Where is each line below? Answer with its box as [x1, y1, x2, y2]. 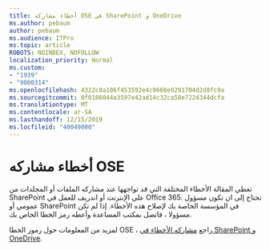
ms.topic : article [9, 42, 71, 50]
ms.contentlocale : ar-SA [9, 109, 92, 117]
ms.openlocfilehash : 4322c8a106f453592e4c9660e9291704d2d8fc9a [9, 85, 225, 94]
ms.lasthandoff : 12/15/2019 [9, 116, 103, 124]
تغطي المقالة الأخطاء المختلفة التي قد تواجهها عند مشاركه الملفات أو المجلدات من [9, 184, 252, 193]
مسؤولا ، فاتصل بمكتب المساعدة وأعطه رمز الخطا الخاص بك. [9, 209, 192, 219]
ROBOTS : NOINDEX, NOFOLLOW [9, 49, 99, 57]
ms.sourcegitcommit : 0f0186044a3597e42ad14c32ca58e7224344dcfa [9, 93, 225, 101]
